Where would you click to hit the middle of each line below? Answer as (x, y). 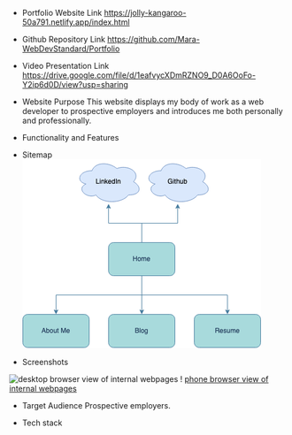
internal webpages (43, 389)
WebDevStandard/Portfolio (71, 49)
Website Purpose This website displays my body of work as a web (142, 102)
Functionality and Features (70, 137)
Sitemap (37, 155)
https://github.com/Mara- (154, 39)
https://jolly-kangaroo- (145, 13)
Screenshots (45, 362)
